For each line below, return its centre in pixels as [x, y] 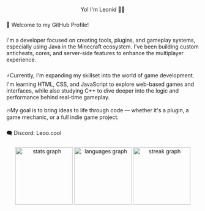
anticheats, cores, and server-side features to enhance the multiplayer [95, 53]
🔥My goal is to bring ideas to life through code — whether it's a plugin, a [98, 110]
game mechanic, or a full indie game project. [63, 117]
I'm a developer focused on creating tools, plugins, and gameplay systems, [101, 40]
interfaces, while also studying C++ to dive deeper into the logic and [93, 90]
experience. [21, 59]
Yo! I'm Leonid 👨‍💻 [103, 10]
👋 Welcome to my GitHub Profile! [48, 25]
